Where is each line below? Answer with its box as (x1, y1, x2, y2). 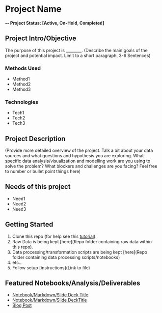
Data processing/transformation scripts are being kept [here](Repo (12, 249, 147, 255)
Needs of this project (5, 183, 71, 191)
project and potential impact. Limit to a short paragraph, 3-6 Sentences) (5, 53, 151, 58)
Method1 (12, 76, 30, 82)
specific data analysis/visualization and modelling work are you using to (5, 158, 151, 164)
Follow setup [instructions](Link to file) (12, 264, 90, 271)
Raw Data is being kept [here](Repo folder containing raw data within (12, 238, 152, 244)
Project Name (5, 3, 62, 15)
